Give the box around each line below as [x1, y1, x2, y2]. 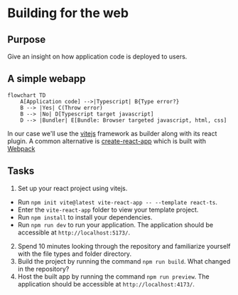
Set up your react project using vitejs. [17, 184, 128, 192]
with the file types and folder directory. [17, 249, 132, 258]
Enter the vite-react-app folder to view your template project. [17, 205, 199, 214]
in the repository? [17, 264, 70, 273]
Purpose [7, 33, 46, 46]
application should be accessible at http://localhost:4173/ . [17, 279, 195, 288]
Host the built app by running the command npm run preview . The [17, 272, 210, 281]
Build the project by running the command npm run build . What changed [17, 257, 231, 265]
